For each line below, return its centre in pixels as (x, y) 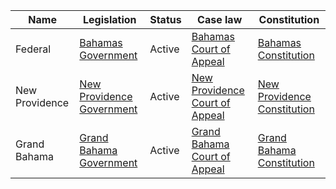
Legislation (109, 19)
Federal (33, 49)
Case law (220, 19)
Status (165, 19)
